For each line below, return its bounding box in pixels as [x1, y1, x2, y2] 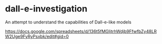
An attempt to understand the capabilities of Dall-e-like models [5, 19, 132, 25]
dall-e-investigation [5, 3, 88, 14]
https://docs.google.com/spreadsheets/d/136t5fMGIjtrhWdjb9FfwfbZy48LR [5, 28, 157, 34]
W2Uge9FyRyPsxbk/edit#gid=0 [5, 33, 69, 39]
